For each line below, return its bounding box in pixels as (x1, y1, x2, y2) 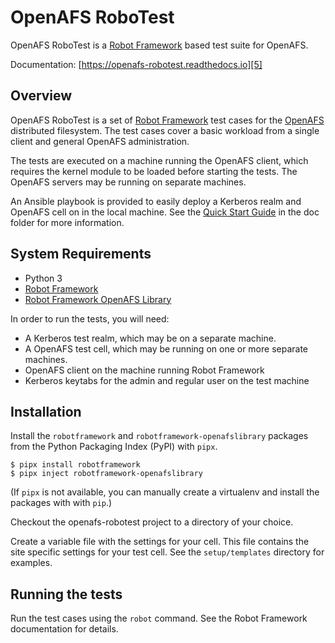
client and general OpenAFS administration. (10, 135, 190, 147)
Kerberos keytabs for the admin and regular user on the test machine (24, 374, 310, 386)
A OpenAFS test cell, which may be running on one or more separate (24, 342, 309, 355)
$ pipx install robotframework (10, 460, 141, 470)
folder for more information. (10, 216, 125, 228)
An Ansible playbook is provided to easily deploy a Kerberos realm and (10, 195, 302, 207)
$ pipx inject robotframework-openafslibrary (10, 469, 203, 479)
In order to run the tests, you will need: (10, 312, 170, 325)
